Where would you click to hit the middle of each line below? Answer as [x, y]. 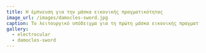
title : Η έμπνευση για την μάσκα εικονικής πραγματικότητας [85, 12]
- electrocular [31, 35]
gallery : [17, 29]
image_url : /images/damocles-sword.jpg [57, 18]
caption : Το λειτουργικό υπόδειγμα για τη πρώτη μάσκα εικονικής [91, 23]
